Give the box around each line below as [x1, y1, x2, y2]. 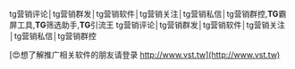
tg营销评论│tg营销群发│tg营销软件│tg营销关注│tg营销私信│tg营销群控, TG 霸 [9, 9, 287, 19]
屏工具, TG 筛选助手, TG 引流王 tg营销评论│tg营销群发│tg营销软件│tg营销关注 [9, 19, 286, 30]
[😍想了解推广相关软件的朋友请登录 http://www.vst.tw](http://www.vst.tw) [9, 50, 281, 60]
